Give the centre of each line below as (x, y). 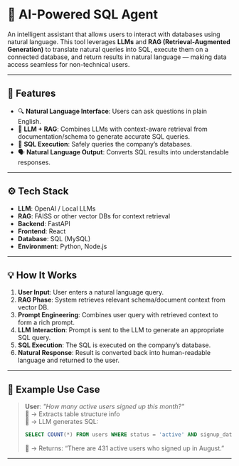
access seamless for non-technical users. (69, 64)
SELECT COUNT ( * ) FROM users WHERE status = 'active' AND (111, 435)
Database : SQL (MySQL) (54, 238)
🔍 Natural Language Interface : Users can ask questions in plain (112, 111)
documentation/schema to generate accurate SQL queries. (104, 136)
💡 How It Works (42, 275)
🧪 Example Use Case (54, 390)
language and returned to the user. (68, 360)
